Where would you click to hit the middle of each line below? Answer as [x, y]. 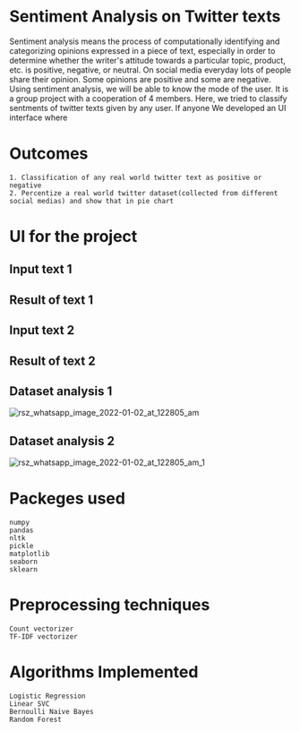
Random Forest [36, 720]
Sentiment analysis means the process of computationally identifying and [145, 41]
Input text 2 [42, 330]
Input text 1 [41, 269]
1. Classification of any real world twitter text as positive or [136, 177]
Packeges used [67, 499]
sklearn [24, 570]
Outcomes [49, 154]
